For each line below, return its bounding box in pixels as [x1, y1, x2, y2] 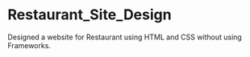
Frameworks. [7, 40, 52, 50]
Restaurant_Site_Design [7, 6, 172, 24]
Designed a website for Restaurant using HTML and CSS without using [7, 32, 243, 42]
